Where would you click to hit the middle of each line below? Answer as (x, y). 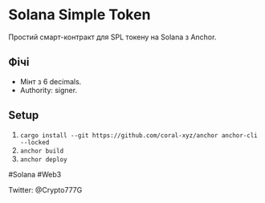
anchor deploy (43, 159)
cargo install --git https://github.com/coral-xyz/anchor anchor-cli (139, 135)
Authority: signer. (49, 90)
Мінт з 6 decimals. (51, 81)
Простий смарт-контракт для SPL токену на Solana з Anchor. (112, 37)
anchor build (42, 151)
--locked (35, 142)
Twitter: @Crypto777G (45, 189)
